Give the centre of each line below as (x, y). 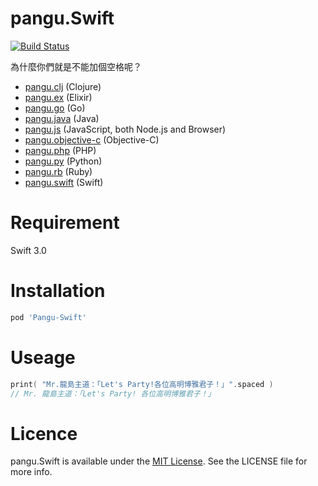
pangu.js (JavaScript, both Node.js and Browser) (125, 129)
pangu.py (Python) (63, 161)
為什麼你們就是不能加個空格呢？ (76, 66)
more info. (31, 472)
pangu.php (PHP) (60, 150)
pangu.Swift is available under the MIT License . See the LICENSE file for (159, 461)
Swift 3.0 (28, 250)
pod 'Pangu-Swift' (48, 317)
